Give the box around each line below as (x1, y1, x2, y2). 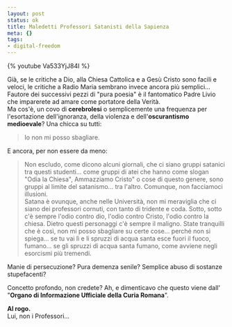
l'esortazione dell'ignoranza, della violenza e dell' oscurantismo (7, 112, 190, 121)
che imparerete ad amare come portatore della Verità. (7, 98, 161, 105)
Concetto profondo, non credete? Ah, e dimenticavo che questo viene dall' (7, 284, 221, 291)
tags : (7, 36, 23, 43)
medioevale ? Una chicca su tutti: (7, 120, 102, 128)
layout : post (7, 10, 45, 17)
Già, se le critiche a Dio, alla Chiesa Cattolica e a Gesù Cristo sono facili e (7, 75, 217, 84)
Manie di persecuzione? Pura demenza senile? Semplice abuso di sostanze (7, 263, 222, 271)
